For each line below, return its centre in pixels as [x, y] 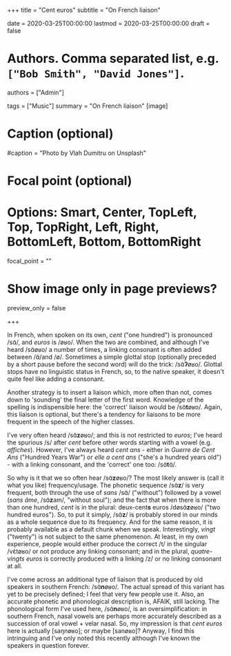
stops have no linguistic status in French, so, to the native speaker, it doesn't [116, 371]
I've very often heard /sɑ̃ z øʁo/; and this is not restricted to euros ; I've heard [115, 435]
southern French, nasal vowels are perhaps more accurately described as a [114, 616]
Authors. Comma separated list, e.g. [113, 59]
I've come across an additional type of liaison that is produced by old [105, 579]
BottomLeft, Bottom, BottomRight [104, 242]
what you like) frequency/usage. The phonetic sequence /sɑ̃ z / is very [106, 485]
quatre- [201, 551]
